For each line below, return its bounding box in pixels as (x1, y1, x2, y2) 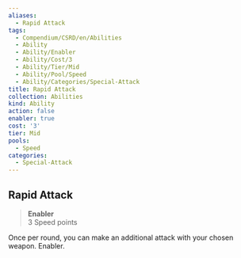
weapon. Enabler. (8, 241, 65, 250)
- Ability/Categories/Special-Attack (15, 78, 140, 85)
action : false (8, 108, 55, 116)
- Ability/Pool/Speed (15, 70, 87, 78)
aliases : (8, 11, 37, 20)
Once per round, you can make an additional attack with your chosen (8, 233, 234, 242)
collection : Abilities (8, 93, 83, 101)
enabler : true (8, 115, 55, 123)
